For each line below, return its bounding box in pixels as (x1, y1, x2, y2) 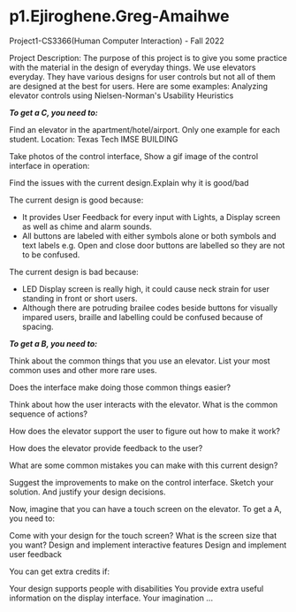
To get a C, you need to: (9, 107, 99, 118)
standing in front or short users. (21, 293, 138, 303)
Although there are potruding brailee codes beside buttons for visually (21, 302, 278, 313)
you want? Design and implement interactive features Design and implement (9, 539, 287, 550)
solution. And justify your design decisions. (9, 486, 166, 497)
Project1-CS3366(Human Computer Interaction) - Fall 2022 (9, 35, 224, 46)
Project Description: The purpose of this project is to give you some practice (9, 52, 287, 63)
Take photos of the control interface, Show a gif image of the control (9, 150, 259, 161)
